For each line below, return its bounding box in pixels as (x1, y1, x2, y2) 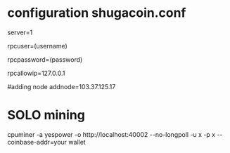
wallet (68, 138, 86, 146)
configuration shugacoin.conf (7, 5, 186, 21)
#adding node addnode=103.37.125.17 (7, 82, 116, 91)
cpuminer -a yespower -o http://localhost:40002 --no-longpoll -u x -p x (7, 130, 216, 138)
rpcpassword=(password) (7, 55, 83, 64)
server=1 (7, 28, 33, 36)
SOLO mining (7, 107, 86, 124)
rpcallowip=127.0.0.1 (7, 69, 65, 77)
